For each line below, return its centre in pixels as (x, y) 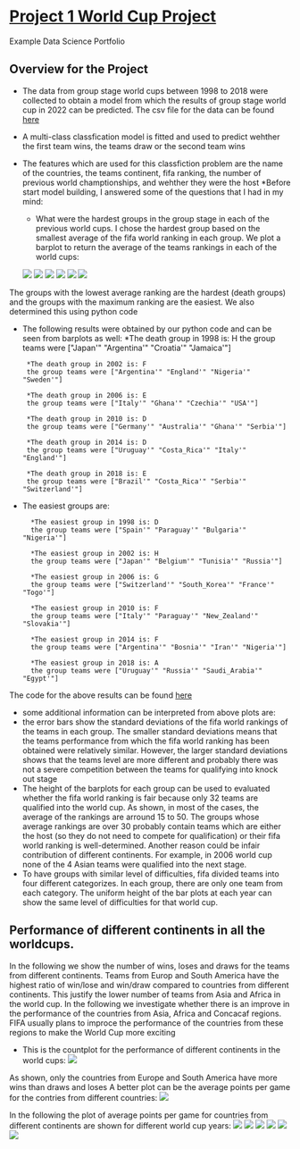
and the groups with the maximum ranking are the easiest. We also (132, 302)
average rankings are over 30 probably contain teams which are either (151, 826)
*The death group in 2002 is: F (87, 364)
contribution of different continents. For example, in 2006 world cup (147, 854)
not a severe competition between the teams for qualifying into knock (150, 769)
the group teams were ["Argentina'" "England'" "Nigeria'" (138, 372)
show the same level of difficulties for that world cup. (120, 902)
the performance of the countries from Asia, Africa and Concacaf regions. (146, 1013)
